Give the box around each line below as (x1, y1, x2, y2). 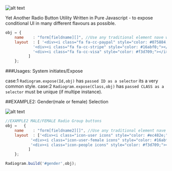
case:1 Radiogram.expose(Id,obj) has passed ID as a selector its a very (5, 78, 159, 84)
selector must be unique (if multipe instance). (5, 89, 102, 95)
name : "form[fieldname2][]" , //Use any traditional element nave (14, 128, 166, 133)
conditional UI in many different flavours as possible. (5, 20, 116, 26)
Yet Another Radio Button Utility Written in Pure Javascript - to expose (5, 15, 153, 20)
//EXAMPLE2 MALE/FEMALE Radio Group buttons (5, 118, 102, 124)
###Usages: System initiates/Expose (5, 68, 83, 74)
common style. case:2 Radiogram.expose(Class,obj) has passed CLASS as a (5, 83, 164, 90)
